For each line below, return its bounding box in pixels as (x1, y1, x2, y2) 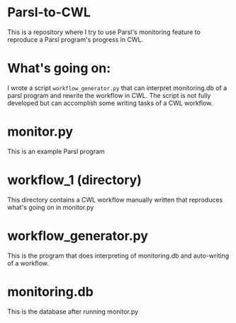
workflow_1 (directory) (7, 172, 142, 188)
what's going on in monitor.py (7, 203, 94, 212)
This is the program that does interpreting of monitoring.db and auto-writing (7, 251, 230, 260)
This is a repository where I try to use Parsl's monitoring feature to (7, 28, 201, 36)
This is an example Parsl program (7, 147, 105, 155)
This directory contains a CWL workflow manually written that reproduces (7, 195, 223, 204)
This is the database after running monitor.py (7, 307, 139, 316)
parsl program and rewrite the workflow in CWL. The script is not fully (7, 91, 211, 99)
